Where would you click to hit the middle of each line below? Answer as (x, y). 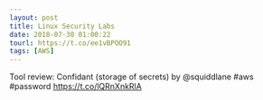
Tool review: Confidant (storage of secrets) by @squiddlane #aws (132, 77)
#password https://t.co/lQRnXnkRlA (75, 86)
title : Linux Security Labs (62, 26)
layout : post (34, 18)
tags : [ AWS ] (32, 51)
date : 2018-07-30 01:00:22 (60, 34)
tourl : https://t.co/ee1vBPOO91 (70, 43)
